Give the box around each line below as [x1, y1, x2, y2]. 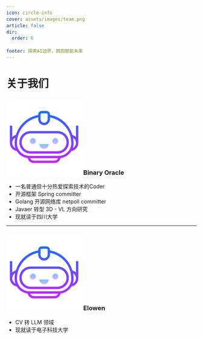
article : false [6, 22, 45, 28]
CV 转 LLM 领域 [14, 318, 54, 326]
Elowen [83, 304, 106, 312]
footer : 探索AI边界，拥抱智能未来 [6, 48, 83, 54]
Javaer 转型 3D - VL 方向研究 [14, 206, 88, 213]
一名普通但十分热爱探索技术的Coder [14, 183, 105, 190]
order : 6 [11, 35, 34, 42]
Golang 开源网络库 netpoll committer [14, 198, 107, 205]
